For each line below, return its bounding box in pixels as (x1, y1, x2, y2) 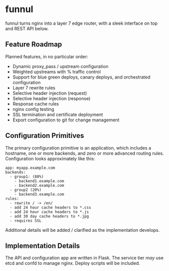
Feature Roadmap (5, 40, 62, 49)
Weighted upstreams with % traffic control (12, 69, 101, 75)
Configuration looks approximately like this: (5, 155, 95, 162)
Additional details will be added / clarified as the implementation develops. (5, 227, 160, 233)
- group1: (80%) (10, 174, 44, 179)
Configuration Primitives (5, 131, 84, 140)
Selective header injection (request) (12, 90, 87, 96)
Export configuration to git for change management (12, 117, 120, 123)
